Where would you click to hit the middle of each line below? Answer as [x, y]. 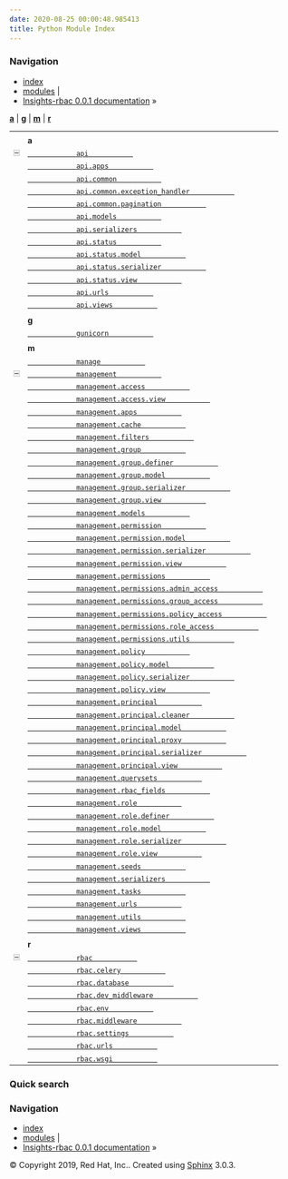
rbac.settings [102, 1034]
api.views [94, 305]
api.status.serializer [119, 268]
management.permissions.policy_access [149, 614]
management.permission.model [131, 539]
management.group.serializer [131, 488]
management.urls [106, 904]
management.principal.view [127, 766]
